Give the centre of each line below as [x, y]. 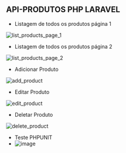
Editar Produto [32, 92]
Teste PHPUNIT [33, 137]
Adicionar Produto [36, 69]
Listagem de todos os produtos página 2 [63, 46]
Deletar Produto [34, 114]
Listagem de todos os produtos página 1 [63, 23]
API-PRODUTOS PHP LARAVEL [63, 10]
